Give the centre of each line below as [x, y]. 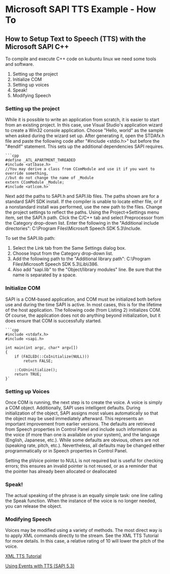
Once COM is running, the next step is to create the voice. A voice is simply [84, 402]
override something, [27, 174]
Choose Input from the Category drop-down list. [63, 254]
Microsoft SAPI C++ [37, 47]
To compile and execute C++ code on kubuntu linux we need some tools [81, 59]
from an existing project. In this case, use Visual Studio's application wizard [84, 125]
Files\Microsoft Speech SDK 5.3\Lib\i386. [55, 264]
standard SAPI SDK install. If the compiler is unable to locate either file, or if [84, 201]
